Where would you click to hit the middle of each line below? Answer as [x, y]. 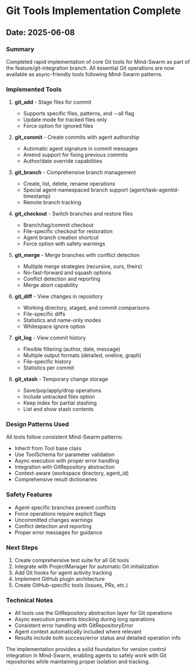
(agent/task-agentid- [154, 190]
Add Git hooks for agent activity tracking [63, 573]
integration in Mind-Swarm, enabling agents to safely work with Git [86, 655]
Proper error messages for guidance [58, 532]
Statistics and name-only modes [62, 320]
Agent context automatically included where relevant [78, 632]
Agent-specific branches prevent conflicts [65, 507]
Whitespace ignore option [54, 327]
